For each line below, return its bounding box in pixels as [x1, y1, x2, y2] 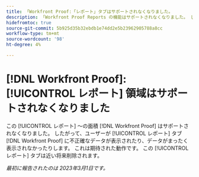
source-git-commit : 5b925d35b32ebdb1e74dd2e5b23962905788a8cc [6, 25, 163, 31]
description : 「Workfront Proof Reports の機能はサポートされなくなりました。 [6, 14, 188, 20]
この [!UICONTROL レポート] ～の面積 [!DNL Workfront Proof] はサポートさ [6, 122, 189, 129]
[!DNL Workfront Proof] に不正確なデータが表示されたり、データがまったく [6, 137, 188, 144]
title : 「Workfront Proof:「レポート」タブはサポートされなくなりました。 [6, 8, 174, 15]
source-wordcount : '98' [6, 36, 65, 42]
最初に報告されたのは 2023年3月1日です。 [6, 164, 108, 172]
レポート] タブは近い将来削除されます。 [6, 152, 102, 159]
